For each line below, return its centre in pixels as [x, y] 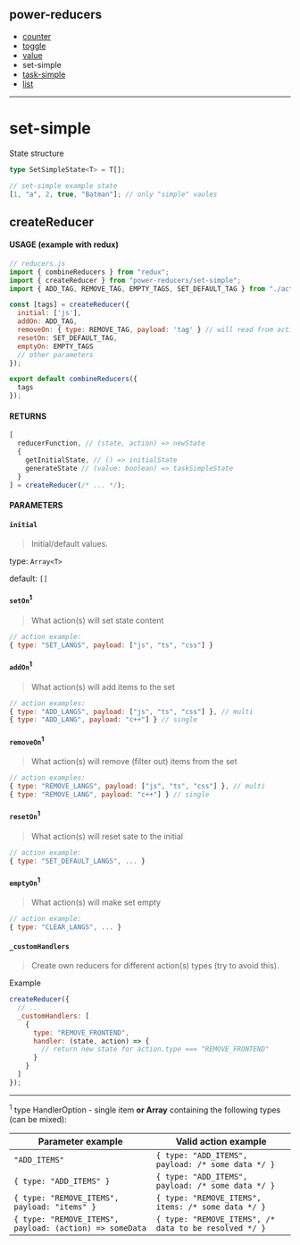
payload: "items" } [55, 1207]
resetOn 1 [25, 815]
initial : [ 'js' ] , [50, 313]
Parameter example [80, 1141]
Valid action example [221, 1141]
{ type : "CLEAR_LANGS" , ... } [66, 927]
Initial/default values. [70, 544]
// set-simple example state [63, 186]
